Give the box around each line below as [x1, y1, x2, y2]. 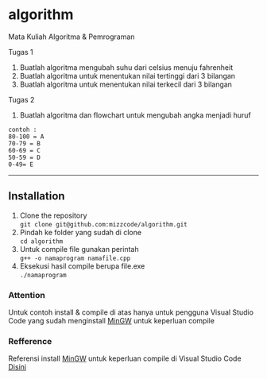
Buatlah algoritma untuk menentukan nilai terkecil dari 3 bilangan [19, 79, 233, 89]
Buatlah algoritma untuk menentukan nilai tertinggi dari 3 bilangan [19, 71, 236, 80]
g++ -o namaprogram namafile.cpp [19, 254, 131, 262]
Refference [8, 335, 52, 346]
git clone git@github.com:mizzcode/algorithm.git [19, 220, 188, 228]
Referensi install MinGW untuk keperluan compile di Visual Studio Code [8, 354, 242, 363]
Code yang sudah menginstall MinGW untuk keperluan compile [8, 316, 215, 326]
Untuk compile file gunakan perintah [19, 244, 139, 253]
